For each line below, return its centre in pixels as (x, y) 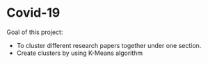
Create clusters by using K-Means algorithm (80, 53)
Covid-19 (33, 13)
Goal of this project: (35, 32)
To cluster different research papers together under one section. (109, 45)
